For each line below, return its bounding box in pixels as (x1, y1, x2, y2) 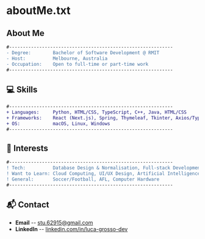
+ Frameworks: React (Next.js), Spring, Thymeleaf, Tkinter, (6, 115, 173, 121)
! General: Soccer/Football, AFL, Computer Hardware (6, 176, 160, 182)
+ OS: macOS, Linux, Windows (6, 120, 111, 127)
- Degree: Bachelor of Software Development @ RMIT (6, 49, 160, 55)
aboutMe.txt (6, 4, 71, 18)
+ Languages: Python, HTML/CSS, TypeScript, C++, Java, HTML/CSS (6, 109, 187, 116)
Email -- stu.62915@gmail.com (15, 219, 93, 226)
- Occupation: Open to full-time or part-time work (6, 61, 149, 67)
